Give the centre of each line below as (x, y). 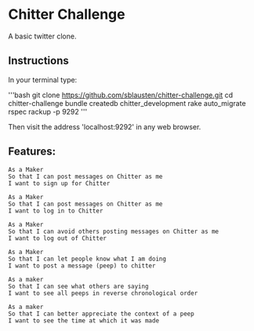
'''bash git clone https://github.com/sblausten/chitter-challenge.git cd (121, 95)
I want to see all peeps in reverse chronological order (103, 293)
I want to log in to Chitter (56, 211)
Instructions (38, 61)
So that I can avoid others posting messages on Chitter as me (114, 231)
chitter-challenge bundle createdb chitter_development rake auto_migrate (127, 103)
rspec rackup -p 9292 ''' (48, 111)
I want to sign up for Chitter (59, 183)
